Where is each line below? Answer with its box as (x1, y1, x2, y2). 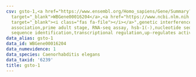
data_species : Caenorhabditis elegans (6, 52, 100, 57)
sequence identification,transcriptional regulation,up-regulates (11, 30, 176, 36)
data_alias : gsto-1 (6, 35, 54, 41)
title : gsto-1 (6, 62, 41, 68)
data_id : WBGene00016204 (6, 41, 66, 47)
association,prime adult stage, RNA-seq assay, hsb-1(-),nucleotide (11, 24, 181, 31)
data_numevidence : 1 (6, 46, 57, 52)
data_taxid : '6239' (6, 57, 54, 63)
